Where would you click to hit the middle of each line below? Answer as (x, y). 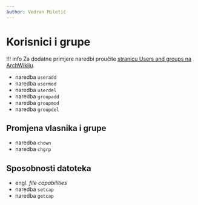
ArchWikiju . (21, 65)
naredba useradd (36, 77)
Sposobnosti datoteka (49, 168)
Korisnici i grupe (48, 42)
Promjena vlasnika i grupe (56, 128)
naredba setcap (35, 189)
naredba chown (33, 143)
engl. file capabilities (41, 183)
